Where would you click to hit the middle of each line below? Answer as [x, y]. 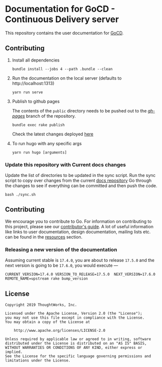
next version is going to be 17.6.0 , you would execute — [62, 265]
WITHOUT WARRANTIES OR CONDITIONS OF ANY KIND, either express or [74, 347]
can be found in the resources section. [44, 237]
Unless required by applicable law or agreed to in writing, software [78, 339]
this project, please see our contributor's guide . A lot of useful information [79, 226]
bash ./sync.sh [20, 195]
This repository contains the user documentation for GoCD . [64, 33]
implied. [14, 352]
